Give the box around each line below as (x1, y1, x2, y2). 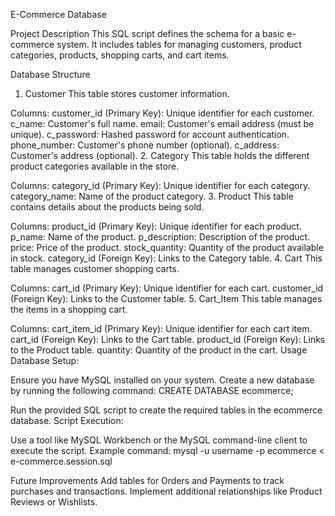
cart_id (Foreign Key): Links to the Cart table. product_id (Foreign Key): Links (10, 334, 326, 345)
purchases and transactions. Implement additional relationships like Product (10, 485, 323, 497)
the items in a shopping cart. (10, 304, 128, 315)
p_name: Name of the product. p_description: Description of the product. (10, 231, 311, 243)
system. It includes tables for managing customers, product (56, 39, 302, 50)
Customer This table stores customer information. (24, 88, 230, 99)
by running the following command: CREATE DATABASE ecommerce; (10, 385, 294, 396)
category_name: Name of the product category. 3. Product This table (10, 190, 294, 202)
